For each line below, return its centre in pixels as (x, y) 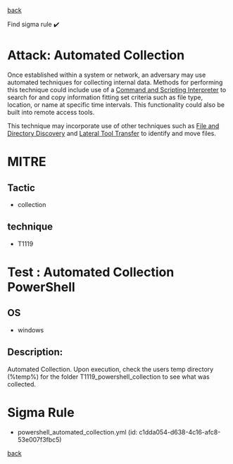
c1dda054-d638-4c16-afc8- (180, 432)
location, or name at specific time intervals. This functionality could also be (116, 104)
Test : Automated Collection (91, 272)
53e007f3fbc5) (39, 439)
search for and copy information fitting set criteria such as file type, (105, 97)
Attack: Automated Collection (96, 55)
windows (31, 330)
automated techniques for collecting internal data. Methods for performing (115, 82)
